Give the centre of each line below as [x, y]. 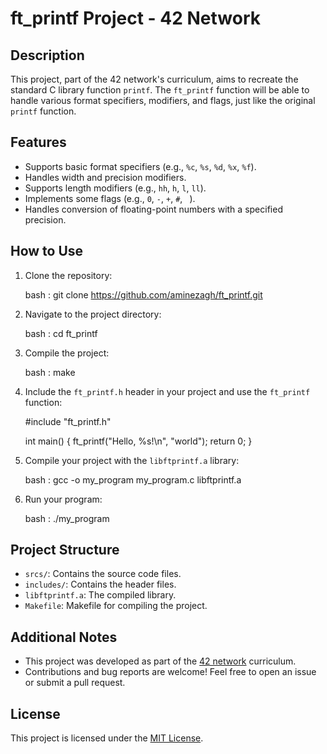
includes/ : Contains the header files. [100, 584]
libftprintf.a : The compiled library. [100, 595]
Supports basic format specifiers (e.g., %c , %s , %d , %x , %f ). [140, 166]
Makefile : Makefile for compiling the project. [116, 606]
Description [47, 55]
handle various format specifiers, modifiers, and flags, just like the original [163, 100]
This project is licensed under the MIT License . [107, 738]
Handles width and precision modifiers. [105, 177]
